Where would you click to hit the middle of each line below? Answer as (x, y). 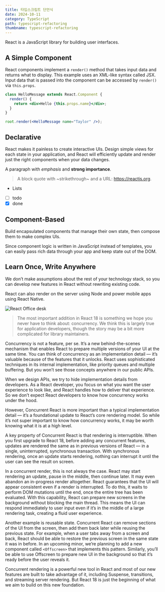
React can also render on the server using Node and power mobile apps (78, 294)
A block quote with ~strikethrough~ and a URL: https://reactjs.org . (84, 179)
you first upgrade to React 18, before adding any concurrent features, (76, 440)
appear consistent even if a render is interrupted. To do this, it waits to (76, 487)
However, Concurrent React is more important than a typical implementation (82, 410)
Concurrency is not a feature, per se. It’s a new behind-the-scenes (73, 343)
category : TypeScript (27, 19)
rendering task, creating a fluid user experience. (54, 513)
